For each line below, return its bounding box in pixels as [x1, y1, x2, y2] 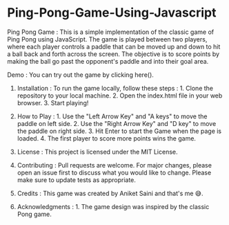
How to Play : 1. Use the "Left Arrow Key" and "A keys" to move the [17, 112, 208, 120]
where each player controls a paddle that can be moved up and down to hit [7, 42, 221, 51]
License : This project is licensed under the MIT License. [17, 147, 178, 156]
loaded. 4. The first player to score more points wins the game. [17, 134, 197, 143]
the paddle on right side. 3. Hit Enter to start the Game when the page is [17, 127, 222, 135]
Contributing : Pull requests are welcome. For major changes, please [17, 161, 212, 169]
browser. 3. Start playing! [17, 98, 89, 107]
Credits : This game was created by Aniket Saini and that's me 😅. [17, 189, 203, 197]
